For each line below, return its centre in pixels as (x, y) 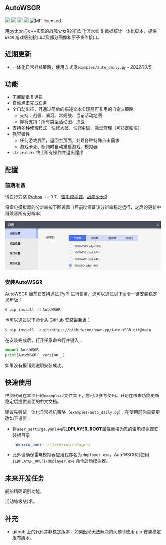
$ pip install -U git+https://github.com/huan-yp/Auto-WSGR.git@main (78, 330)
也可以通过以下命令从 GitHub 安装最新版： (48, 320)
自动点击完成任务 (30, 103)
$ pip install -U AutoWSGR (33, 310)
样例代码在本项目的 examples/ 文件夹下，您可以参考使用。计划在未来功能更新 (82, 395)
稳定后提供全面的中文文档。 (33, 401)
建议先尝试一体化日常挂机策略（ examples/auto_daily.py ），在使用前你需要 (80, 412)
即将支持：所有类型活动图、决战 (52, 122)
